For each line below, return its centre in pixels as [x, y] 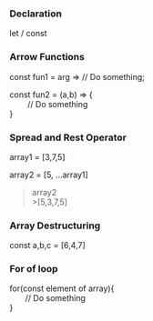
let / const [28, 34]
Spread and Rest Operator [68, 137]
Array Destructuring [55, 226]
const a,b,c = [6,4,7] [47, 246]
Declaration [36, 14]
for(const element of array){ [62, 288]
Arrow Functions [47, 57]
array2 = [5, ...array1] [49, 175]
